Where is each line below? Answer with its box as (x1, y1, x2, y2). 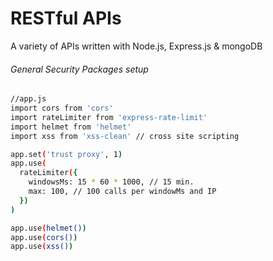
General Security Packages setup (10, 63, 149, 75)
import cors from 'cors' (10, 103, 114, 114)
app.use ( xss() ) (10, 242, 74, 252)
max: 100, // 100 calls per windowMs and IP (28, 187, 217, 197)
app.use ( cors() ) (10, 232, 78, 242)
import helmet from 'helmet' (10, 122, 132, 132)
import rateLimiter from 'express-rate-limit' (10, 112, 208, 122)
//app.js (10, 94, 47, 104)
